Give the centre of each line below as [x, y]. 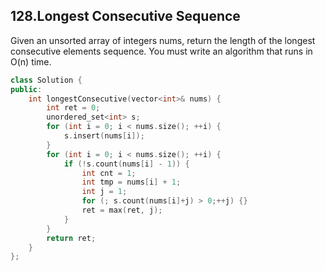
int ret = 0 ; [73, 108]
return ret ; [71, 238]
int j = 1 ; [104, 192]
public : [26, 89]
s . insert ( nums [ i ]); [104, 136]
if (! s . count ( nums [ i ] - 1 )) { [126, 164]
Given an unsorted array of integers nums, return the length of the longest [163, 40]
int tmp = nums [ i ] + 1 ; [131, 182]
